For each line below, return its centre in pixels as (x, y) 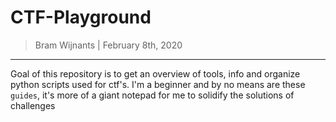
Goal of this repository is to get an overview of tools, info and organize (155, 73)
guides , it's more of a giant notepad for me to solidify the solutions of (152, 95)
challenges (33, 105)
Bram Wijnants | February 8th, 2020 (108, 45)
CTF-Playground (81, 17)
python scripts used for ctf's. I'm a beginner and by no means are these (158, 84)
